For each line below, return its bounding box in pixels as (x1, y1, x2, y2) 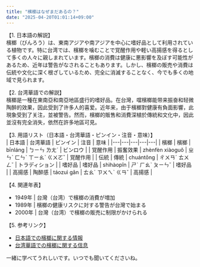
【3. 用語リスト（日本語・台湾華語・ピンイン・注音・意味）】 (6, 131, 156, 138)
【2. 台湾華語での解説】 (6, 89, 65, 96)
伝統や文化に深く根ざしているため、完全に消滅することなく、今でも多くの (6, 69, 189, 76)
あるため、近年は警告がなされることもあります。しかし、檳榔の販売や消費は (6, 61, 193, 69)
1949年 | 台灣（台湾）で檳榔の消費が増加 (14, 194, 115, 201)
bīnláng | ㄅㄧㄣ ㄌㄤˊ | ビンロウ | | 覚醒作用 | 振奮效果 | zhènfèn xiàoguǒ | (6, 146, 187, 153)
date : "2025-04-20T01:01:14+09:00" (6, 14, 95, 20)
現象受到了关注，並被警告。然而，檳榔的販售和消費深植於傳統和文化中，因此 (6, 111, 194, 118)
